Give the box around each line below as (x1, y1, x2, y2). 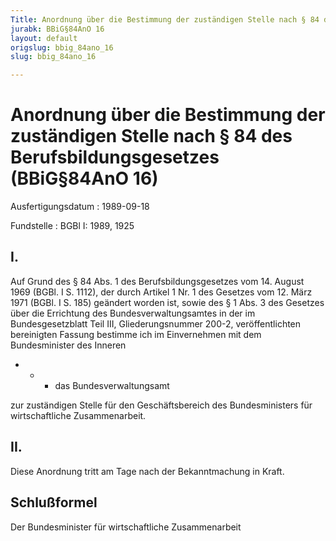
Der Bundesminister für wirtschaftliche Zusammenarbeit (10, 521, 242, 533)
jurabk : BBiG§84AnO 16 (10, 24, 105, 34)
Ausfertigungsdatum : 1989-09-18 (10, 201, 150, 213)
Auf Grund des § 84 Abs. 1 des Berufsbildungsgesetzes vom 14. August (10, 275, 305, 287)
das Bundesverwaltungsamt (54, 379, 170, 391)
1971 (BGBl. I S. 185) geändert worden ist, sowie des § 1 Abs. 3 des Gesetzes (10, 296, 325, 308)
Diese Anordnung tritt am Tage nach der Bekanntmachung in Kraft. (10, 465, 285, 477)
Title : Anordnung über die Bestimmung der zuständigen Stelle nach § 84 (10, 14, 320, 25)
